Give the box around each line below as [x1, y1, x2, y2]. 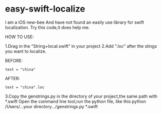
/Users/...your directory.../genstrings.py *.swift [5, 103, 98, 109]
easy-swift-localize [5, 3, 85, 14]
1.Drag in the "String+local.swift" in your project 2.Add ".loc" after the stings [5, 43, 157, 49]
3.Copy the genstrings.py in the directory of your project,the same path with [5, 93, 158, 99]
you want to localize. [5, 48, 47, 54]
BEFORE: [5, 57, 23, 63]
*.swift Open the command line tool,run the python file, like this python [5, 98, 146, 104]
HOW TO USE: [5, 34, 34, 40]
